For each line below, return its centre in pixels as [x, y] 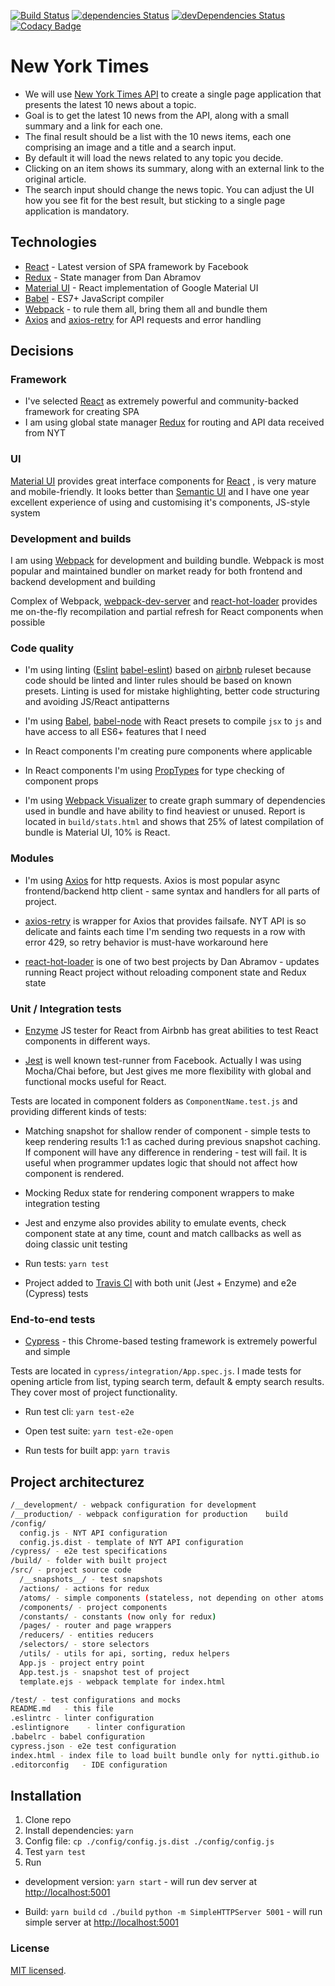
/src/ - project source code [71, 1570]
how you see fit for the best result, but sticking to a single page [155, 200]
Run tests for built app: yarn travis [97, 1451]
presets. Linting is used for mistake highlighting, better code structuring [172, 691]
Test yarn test [55, 1852]
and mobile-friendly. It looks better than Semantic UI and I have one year [160, 491]
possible [28, 622]
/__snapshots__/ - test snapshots [91, 1580]
